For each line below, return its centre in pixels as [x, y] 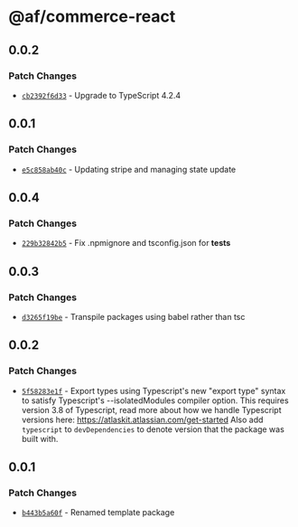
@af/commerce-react [92, 17]
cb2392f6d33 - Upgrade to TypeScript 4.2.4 [101, 95]
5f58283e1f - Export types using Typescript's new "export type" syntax [154, 391]
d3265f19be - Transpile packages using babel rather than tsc [133, 316]
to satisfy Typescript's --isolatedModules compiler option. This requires [155, 400]
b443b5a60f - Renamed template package [98, 513]
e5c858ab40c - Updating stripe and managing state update [129, 169]
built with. [40, 438]
